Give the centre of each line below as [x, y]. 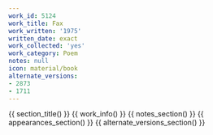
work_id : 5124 [33, 16]
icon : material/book [43, 69]
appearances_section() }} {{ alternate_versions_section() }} [107, 123]
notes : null [28, 61]
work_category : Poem [43, 53]
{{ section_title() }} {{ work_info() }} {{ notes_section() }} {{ [106, 114]
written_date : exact [43, 38]
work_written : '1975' [45, 31]
